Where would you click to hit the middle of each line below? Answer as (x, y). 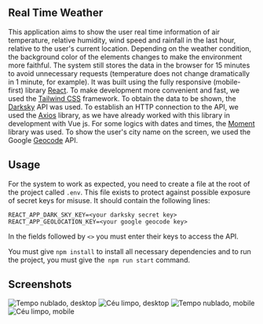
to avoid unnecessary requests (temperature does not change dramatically (129, 73)
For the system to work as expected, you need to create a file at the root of (129, 184)
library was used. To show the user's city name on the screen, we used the (130, 132)
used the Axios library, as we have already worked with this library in (119, 115)
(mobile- (227, 82)
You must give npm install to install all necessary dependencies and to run (130, 251)
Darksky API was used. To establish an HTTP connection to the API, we (124, 107)
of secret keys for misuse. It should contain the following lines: (109, 200)
